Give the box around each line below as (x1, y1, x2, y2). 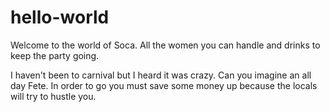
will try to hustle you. (10, 90, 97, 102)
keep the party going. (10, 49, 100, 61)
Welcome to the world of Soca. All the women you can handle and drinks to (10, 39, 321, 51)
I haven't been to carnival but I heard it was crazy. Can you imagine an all (10, 69, 312, 81)
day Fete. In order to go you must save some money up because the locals (10, 79, 318, 91)
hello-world (10, 6, 110, 29)
